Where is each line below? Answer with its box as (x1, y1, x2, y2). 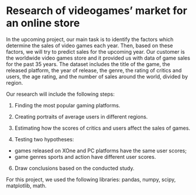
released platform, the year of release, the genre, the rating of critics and (6, 67, 182, 74)
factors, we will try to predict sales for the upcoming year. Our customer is (6, 48, 185, 55)
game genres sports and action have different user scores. (14, 153, 156, 160)
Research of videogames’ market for (6, 4, 187, 18)
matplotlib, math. (6, 182, 47, 189)
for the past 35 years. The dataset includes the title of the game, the (6, 60, 171, 68)
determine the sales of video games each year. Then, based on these (6, 42, 174, 49)
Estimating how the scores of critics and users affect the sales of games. (14, 124, 191, 131)
